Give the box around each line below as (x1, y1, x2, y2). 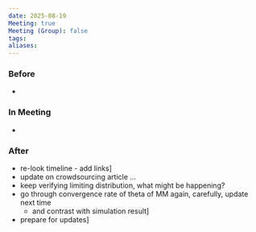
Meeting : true (8, 19, 56, 27)
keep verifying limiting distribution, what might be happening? (19, 180, 225, 190)
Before (8, 68, 35, 80)
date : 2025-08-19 (8, 11, 67, 20)
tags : (8, 34, 27, 43)
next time (19, 198, 52, 208)
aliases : (8, 42, 38, 50)
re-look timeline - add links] (19, 164, 113, 173)
